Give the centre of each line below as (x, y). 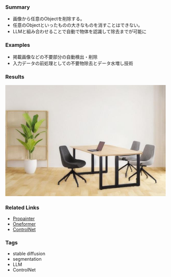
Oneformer (24, 224)
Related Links (22, 207)
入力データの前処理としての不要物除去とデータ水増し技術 (73, 63)
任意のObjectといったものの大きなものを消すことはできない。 (78, 25)
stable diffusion (29, 254)
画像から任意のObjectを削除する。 (49, 19)
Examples (18, 45)
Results (15, 76)
